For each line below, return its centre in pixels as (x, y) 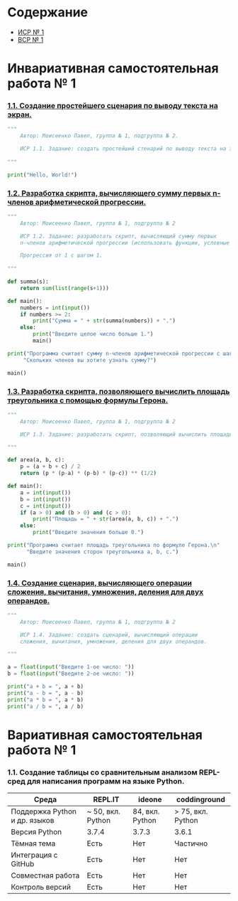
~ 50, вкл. (103, 811)
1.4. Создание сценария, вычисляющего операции (100, 582)
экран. (19, 114)
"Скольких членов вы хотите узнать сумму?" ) (90, 360)
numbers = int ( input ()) (55, 308)
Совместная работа (45, 875)
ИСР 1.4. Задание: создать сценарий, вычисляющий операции (109, 635)
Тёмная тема (33, 843)
